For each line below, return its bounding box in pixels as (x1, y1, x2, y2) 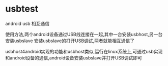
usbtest (5, 3, 39, 15)
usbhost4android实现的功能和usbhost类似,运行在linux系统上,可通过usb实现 (5, 48, 163, 54)
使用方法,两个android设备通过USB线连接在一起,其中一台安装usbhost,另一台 (5, 31, 163, 37)
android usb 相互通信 (5, 20, 50, 26)
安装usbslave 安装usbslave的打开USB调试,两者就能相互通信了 (5, 38, 135, 44)
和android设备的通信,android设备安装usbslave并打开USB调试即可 (5, 54, 143, 61)
